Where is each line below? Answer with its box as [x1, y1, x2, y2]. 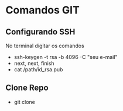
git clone [13, 98, 36, 105]
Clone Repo [5, 83, 49, 93]
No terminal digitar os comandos [5, 42, 84, 49]
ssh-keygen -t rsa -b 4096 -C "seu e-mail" [13, 54, 118, 60]
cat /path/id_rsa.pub [13, 66, 63, 73]
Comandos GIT [5, 4, 80, 17]
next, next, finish [13, 60, 54, 67]
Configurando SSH [5, 27, 76, 37]
